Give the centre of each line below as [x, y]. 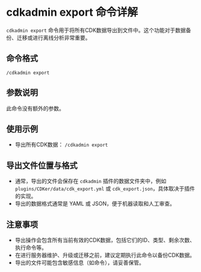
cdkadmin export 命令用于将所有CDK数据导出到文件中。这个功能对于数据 [96, 30]
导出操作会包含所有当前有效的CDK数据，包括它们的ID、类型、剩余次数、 [105, 240]
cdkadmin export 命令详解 [72, 12]
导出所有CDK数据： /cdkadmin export [61, 144]
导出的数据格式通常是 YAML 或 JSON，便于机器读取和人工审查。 [95, 204]
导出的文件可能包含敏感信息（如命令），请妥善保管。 [79, 263]
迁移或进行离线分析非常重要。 [54, 37]
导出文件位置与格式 [42, 165]
